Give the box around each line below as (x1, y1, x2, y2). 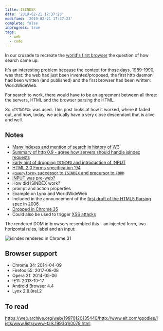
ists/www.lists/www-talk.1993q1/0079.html (5, 320, 91, 327)
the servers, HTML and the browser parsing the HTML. (5, 97, 115, 103)
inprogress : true (5, 25, 40, 30)
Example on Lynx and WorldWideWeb (12, 191, 88, 196)
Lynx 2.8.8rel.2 (12, 288, 42, 294)
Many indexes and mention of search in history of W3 (12, 144, 120, 150)
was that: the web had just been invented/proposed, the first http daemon (5, 72, 153, 78)
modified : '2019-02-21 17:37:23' (5, 16, 73, 21)
